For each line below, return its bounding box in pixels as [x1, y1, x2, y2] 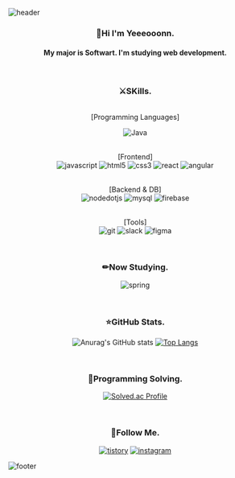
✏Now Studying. [101, 262, 169, 273]
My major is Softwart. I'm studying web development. [43, 47, 227, 57]
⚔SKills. [118, 85, 152, 97]
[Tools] [123, 217, 147, 227]
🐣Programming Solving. [87, 373, 183, 384]
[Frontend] [117, 152, 153, 162]
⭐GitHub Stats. [105, 316, 165, 328]
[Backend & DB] [109, 185, 162, 195]
